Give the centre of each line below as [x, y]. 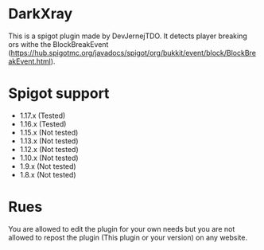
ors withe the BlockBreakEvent [58, 44]
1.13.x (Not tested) [49, 141]
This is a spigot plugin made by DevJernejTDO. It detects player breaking [128, 36]
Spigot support [59, 94]
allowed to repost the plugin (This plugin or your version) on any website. [128, 237]
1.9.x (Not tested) [48, 166]
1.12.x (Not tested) [49, 149]
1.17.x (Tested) [43, 115]
